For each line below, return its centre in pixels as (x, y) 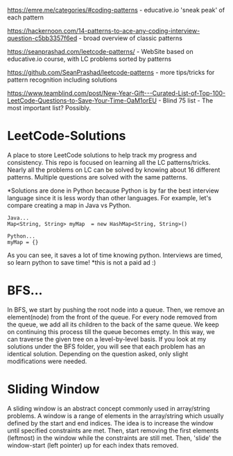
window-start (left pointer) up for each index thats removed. (93, 445)
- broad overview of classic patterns (130, 38)
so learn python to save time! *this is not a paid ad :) (81, 262)
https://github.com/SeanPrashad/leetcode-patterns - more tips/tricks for (111, 72)
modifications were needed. (47, 361)
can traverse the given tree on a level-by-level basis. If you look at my (107, 339)
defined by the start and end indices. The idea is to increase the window (110, 423)
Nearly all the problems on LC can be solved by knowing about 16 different (114, 170)
